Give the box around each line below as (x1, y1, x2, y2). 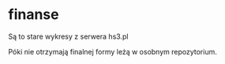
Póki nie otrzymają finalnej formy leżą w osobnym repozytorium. (8, 47, 217, 56)
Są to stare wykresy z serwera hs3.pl (8, 32, 129, 41)
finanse (8, 6, 59, 24)
